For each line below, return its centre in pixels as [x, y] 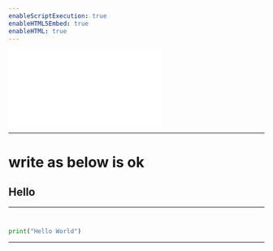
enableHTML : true [38, 31]
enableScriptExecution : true [58, 16]
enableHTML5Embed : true [49, 24]
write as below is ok [76, 162]
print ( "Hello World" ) [45, 231]
